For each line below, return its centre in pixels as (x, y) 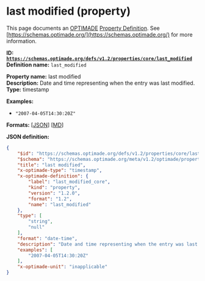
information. (22, 41)
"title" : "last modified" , (52, 165)
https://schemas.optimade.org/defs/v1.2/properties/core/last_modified (99, 59)
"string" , (41, 222)
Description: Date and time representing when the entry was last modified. (101, 83)
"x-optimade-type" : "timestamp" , (60, 171)
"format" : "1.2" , (50, 199)
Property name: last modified (44, 76)
